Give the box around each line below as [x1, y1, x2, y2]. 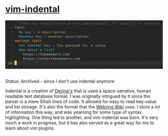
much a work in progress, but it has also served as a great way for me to [5, 120, 154, 126]
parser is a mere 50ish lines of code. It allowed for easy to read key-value [5, 98, 156, 104]
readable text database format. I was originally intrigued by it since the [5, 93, 150, 99]
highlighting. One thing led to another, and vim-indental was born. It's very [5, 114, 158, 120]
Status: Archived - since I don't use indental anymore [5, 78, 115, 84]
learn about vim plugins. [5, 125, 55, 131]
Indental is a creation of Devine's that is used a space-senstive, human [5, 88, 151, 94]
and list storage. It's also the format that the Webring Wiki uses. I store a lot [5, 104, 160, 110]
